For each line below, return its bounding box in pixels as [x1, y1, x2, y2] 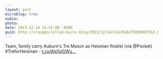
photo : [5, 20, 18, 26]
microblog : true [5, 12, 38, 17]
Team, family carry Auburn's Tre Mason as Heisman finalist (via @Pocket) [5, 43, 153, 49]
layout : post [5, 7, 32, 12]
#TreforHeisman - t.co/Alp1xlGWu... [5, 48, 76, 54]
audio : [5, 16, 18, 21]
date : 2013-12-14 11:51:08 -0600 [5, 25, 73, 30]
